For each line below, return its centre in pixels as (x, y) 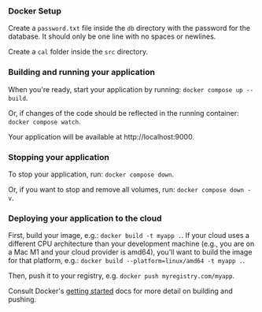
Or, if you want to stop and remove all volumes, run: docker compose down (126, 189)
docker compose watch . (44, 121)
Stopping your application (59, 157)
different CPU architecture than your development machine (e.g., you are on (131, 244)
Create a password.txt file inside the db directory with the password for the (129, 28)
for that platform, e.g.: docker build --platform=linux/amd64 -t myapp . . (127, 261)
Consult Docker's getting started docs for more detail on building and (121, 291)
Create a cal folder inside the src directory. (78, 52)
